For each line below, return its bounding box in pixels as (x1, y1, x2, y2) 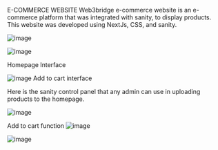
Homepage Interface (7, 61, 66, 68)
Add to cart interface (33, 74, 92, 82)
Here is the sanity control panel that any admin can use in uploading (7, 88, 201, 95)
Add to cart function (7, 122, 64, 130)
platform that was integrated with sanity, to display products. (39, 13, 212, 21)
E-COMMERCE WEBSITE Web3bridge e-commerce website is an (7, 6, 192, 14)
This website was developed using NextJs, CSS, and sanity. (7, 21, 177, 28)
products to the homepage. (7, 95, 85, 103)
